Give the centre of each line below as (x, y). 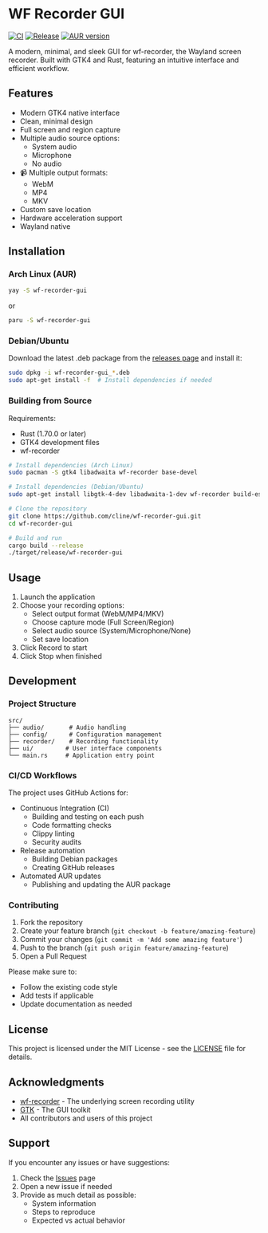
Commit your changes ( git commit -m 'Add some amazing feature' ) (131, 940)
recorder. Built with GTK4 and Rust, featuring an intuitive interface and (124, 60)
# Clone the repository (48, 509)
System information (64, 1203)
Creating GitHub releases (73, 868)
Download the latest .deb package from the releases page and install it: (125, 358)
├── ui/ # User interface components (85, 748)
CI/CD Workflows (43, 775)
